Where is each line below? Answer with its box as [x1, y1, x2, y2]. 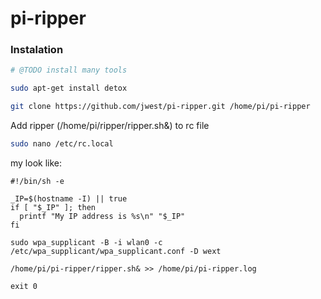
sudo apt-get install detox [10, 83, 128, 94]
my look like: [10, 157, 63, 169]
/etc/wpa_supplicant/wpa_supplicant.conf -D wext [10, 246, 222, 256]
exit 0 [10, 281, 38, 291]
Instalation [10, 43, 64, 57]
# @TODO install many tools [10, 65, 128, 76]
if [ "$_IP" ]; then [10, 202, 97, 212]
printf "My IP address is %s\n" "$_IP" [19, 211, 186, 221]
